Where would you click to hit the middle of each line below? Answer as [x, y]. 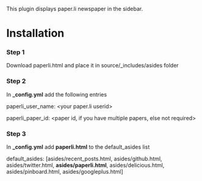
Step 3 [16, 134]
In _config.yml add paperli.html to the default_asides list [78, 147]
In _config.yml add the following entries [57, 94]
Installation [35, 33]
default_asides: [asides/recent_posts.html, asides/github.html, [84, 159]
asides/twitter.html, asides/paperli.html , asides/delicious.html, [85, 165]
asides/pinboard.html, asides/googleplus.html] [65, 172]
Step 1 [16, 52]
